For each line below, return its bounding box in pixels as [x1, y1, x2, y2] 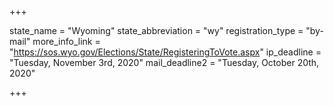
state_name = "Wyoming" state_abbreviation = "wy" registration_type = [9, 25, 304, 36]
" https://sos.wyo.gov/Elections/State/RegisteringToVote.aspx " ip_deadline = [9, 46, 322, 58]
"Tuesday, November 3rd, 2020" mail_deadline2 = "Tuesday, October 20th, [9, 57, 320, 68]
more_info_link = [32, 36, 101, 47]
